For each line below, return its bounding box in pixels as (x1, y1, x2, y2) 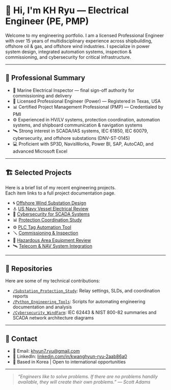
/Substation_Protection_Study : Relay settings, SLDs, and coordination (12, 288, 160, 294)
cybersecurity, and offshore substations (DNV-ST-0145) (12, 135, 130, 141)
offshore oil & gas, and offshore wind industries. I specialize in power (5, 43, 150, 49)
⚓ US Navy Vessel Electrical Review (12, 205, 89, 211)
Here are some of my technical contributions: (5, 278, 100, 284)
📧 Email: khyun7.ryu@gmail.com (12, 348, 80, 354)
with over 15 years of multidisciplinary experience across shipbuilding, (5, 38, 153, 44)
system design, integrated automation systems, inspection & (5, 48, 132, 55)
